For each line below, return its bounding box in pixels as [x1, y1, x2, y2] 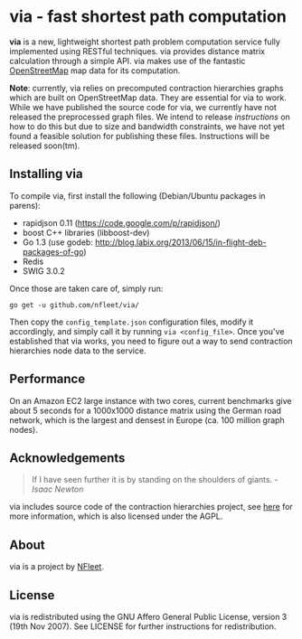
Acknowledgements [9, 450, 126, 465]
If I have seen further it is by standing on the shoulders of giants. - [31, 475, 278, 485]
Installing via [9, 166, 83, 182]
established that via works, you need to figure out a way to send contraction [9, 335, 293, 346]
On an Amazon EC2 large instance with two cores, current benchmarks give [9, 395, 292, 406]
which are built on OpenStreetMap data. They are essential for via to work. [9, 92, 287, 103]
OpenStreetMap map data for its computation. [9, 65, 181, 76]
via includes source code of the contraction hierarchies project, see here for [9, 502, 294, 512]
